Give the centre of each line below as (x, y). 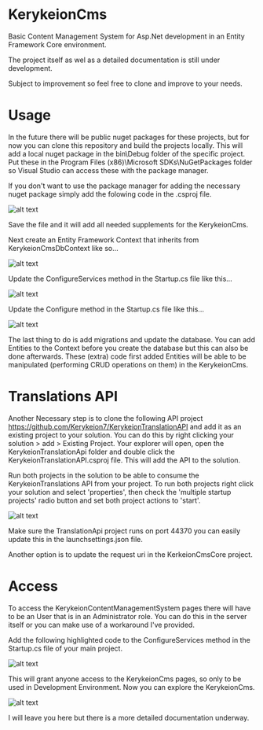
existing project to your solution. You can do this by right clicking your (121, 435)
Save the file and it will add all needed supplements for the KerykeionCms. (128, 224)
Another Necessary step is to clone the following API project (106, 418)
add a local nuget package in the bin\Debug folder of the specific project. (127, 153)
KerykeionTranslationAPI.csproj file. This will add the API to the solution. (124, 460)
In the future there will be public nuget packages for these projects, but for (129, 137)
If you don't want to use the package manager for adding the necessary (124, 186)
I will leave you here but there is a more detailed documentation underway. (129, 717)
